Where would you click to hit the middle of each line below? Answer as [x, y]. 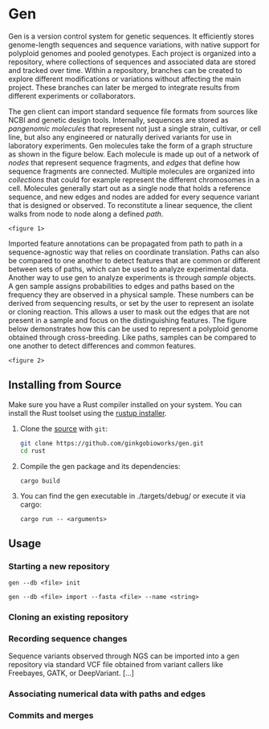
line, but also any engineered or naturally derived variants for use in [120, 136]
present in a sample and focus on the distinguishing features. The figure [128, 320]
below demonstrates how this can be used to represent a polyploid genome [133, 328]
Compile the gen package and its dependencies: [100, 466]
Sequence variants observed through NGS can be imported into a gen [124, 656]
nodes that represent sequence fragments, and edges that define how [124, 162]
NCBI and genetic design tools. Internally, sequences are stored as [118, 120]
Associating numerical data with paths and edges [107, 694]
